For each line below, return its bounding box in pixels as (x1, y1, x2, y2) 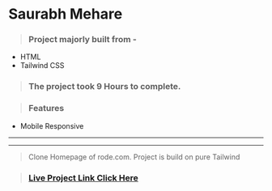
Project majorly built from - (28, 34, 138, 45)
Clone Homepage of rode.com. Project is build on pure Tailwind (28, 151, 240, 162)
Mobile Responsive (19, 121, 84, 130)
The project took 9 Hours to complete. (28, 81, 181, 92)
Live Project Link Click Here (28, 172, 139, 183)
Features (28, 103, 65, 114)
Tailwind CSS (19, 61, 65, 70)
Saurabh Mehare (8, 5, 123, 23)
